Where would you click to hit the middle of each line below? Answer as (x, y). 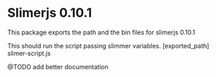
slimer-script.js (29, 53)
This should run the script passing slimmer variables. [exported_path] (108, 45)
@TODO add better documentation (58, 66)
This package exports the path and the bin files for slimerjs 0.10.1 (101, 32)
